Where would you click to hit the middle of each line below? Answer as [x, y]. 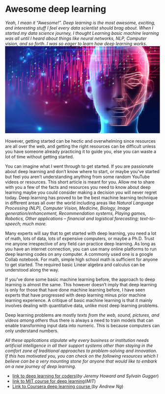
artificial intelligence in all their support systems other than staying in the [79, 346]
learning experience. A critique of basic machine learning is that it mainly [79, 301]
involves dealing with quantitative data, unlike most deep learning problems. [82, 305]
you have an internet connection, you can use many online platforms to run [81, 249]
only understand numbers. [32, 331]
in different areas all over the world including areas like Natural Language [79, 203]
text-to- [148, 219]
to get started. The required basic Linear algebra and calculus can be [75, 265]
